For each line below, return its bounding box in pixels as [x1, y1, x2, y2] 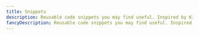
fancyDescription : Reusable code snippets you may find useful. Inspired [6, 20, 192, 26]
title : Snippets [6, 8, 46, 15]
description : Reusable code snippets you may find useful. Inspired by [6, 14, 187, 20]
